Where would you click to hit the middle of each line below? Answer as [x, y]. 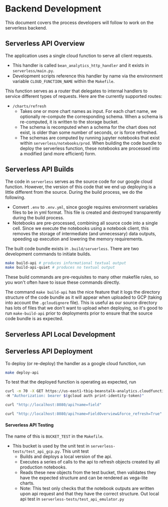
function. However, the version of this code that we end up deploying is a [80, 187]
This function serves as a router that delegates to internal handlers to [76, 91]
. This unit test [74, 451]
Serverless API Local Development [60, 334]
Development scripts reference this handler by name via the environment [87, 76]
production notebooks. [43, 467]
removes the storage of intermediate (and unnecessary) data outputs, [84, 233]
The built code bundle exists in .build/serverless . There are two [72, 248]
